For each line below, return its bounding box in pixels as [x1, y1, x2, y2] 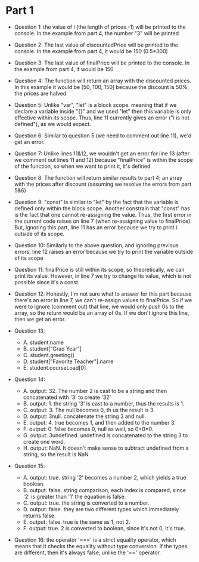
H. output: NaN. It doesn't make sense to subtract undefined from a [23, 444, 189, 452]
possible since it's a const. [14, 278, 80, 285]
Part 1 [5, 4, 34, 17]
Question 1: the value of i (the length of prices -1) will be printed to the [14, 23, 186, 30]
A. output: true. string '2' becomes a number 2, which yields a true [23, 474, 186, 481]
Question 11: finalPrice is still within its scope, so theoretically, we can [14, 266, 185, 273]
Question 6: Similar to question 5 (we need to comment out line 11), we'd [14, 132, 192, 139]
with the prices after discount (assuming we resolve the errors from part [14, 180, 192, 188]
